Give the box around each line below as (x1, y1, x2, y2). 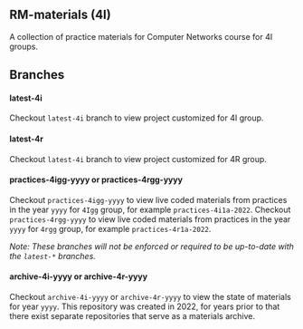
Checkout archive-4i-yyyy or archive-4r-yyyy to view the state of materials (9, 292, 291, 303)
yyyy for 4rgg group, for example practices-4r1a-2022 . (9, 223, 212, 234)
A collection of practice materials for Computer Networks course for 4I (9, 31, 273, 42)
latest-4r (9, 133, 43, 144)
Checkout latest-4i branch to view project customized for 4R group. (9, 153, 267, 164)
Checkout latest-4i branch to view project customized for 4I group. (9, 112, 264, 123)
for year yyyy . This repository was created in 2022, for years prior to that (9, 301, 280, 312)
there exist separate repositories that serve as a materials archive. (9, 311, 256, 322)
